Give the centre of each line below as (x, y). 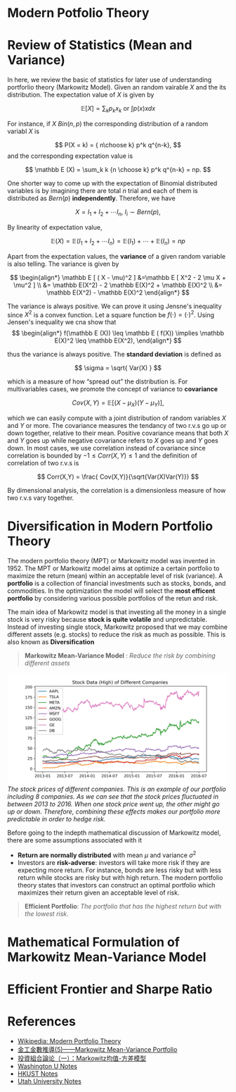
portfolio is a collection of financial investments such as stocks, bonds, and (117, 583)
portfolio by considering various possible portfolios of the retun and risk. (113, 598)
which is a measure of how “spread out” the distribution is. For (98, 381)
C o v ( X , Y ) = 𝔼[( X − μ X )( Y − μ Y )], (118, 403)
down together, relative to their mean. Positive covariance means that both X (118, 433)
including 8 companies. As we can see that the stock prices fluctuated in (113, 796)
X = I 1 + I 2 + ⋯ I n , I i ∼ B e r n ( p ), (118, 213)
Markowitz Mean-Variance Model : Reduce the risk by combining (120, 655)
